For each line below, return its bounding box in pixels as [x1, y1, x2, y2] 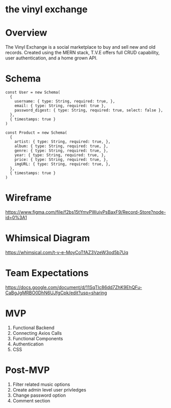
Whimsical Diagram [5, 232, 90, 244]
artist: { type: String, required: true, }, [14, 139, 111, 145]
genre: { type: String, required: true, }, [14, 148, 109, 153]
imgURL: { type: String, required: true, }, [14, 161, 111, 167]
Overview [5, 27, 47, 39]
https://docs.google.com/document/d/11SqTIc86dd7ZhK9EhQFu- [5, 284, 142, 290]
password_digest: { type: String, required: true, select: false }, [14, 108, 163, 113]
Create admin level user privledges [12, 386, 87, 393]
